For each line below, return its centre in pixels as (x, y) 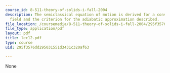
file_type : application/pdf (35, 29)
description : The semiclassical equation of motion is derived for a (80, 15)
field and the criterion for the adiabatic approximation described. (84, 19)
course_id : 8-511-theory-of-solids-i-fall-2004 (56, 10)
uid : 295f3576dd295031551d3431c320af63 (47, 47)
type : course (19, 43)
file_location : (21, 24)
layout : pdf (18, 33)
